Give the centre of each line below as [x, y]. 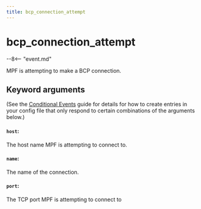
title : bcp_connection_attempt [46, 12]
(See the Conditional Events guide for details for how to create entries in [97, 104]
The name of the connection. [43, 172]
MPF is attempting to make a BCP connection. [64, 70]
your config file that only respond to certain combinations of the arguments [100, 111]
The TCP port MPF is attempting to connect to [64, 199]
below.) [16, 117]
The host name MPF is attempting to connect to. [67, 145]
